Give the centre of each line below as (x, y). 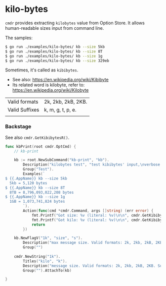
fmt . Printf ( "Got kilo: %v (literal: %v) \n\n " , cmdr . (87, 220)
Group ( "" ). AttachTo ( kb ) (47, 270)
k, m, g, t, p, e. (60, 110)
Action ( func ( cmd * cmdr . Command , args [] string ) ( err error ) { (88, 211)
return (38, 225)
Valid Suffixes (23, 110)
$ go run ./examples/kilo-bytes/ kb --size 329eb (57, 60)
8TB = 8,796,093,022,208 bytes (42, 192)
